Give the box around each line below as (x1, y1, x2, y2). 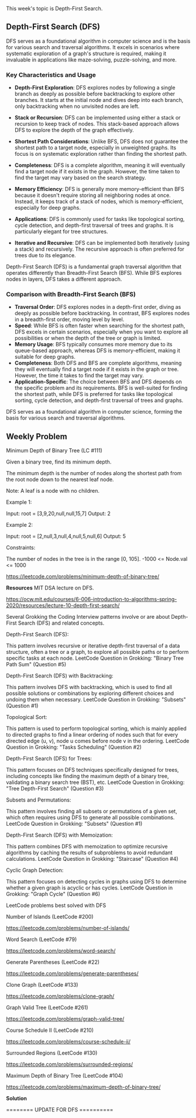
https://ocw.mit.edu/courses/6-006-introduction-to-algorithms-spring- (6, 596, 177, 603)
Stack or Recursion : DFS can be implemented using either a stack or (14, 114, 181, 121)
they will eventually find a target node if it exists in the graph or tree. (14, 366, 179, 373)
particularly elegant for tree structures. (14, 228, 108, 235)
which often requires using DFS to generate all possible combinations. (6, 814, 175, 821)
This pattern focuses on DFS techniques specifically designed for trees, (6, 766, 180, 773)
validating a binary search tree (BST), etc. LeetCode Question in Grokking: (6, 779, 185, 786)
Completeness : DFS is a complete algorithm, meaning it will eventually (14, 162, 185, 169)
